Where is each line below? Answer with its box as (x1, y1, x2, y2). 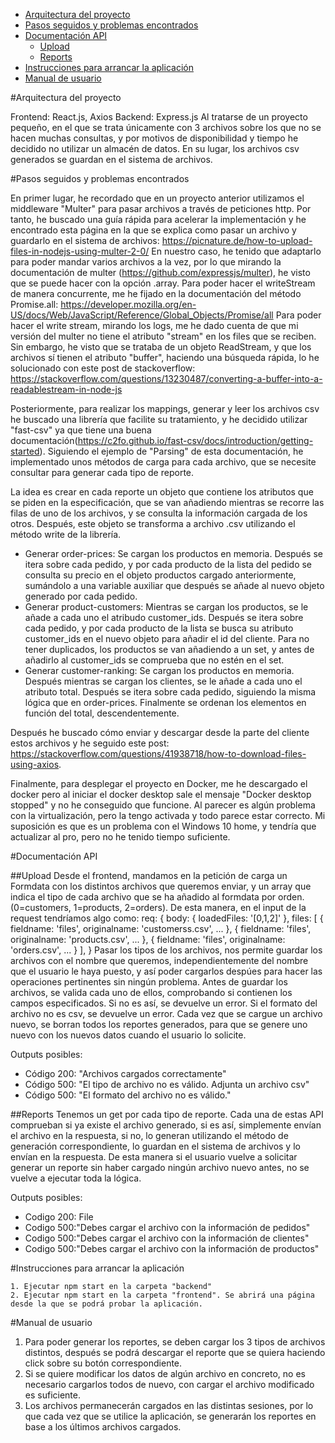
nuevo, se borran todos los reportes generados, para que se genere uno (10, 1019, 308, 1030)
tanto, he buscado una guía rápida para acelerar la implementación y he (10, 214, 307, 225)
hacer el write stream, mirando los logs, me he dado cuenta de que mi (10, 320, 299, 331)
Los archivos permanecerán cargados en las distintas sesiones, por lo (24, 1400, 314, 1411)
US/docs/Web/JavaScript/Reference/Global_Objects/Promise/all (10, 309, 274, 321)
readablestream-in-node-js (10, 384, 123, 395)
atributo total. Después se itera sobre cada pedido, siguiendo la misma (24, 686, 317, 698)
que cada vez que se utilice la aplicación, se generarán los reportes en (24, 1410, 317, 1422)
